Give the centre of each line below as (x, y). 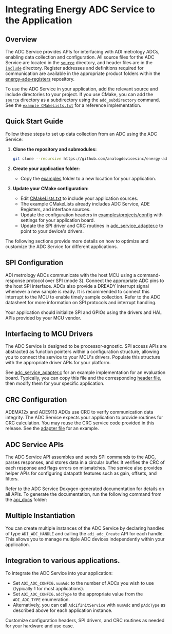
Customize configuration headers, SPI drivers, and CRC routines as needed (85, 620)
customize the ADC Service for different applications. (62, 246)
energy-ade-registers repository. (40, 79)
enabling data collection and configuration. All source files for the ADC (80, 57)
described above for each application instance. (63, 610)
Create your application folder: (46, 169)
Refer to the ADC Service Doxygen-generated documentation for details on (85, 489)
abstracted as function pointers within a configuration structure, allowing (82, 352)
